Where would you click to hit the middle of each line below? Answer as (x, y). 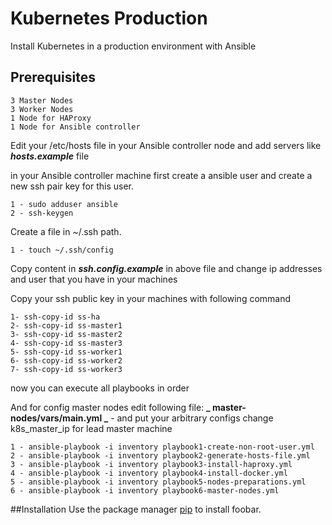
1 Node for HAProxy (51, 118)
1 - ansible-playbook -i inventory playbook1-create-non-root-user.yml (162, 447)
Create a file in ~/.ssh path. (66, 231)
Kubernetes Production (109, 18)
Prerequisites (53, 77)
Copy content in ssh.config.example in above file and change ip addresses (166, 268)
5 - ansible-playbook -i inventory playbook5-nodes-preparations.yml (158, 482)
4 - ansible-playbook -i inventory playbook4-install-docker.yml (149, 473)
